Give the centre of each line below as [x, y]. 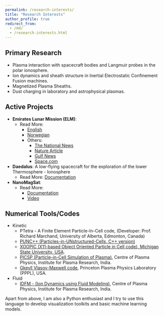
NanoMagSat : [27, 182]
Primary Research [33, 53]
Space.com [46, 161]
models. [13, 309]
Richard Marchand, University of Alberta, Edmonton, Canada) [82, 236]
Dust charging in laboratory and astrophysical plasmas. [69, 91]
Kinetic [20, 226]
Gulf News [45, 156]
